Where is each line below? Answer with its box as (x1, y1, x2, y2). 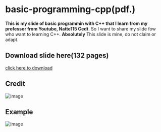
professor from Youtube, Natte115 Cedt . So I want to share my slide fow (5, 25, 156, 31)
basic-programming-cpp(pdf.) (5, 4, 136, 15)
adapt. (5, 37, 19, 43)
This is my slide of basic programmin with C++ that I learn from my (5, 20, 148, 26)
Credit (5, 80, 25, 88)
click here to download (5, 64, 53, 71)
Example (5, 108, 33, 116)
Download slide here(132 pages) (5, 51, 109, 60)
